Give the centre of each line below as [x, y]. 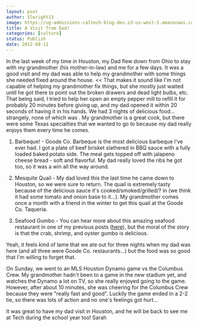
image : [14, 22]
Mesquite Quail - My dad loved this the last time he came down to [94, 178]
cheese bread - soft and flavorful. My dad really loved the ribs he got [98, 160]
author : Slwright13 [30, 17]
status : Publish [26, 39]
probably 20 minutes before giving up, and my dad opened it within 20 [92, 105]
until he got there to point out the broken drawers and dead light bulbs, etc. [97, 93]
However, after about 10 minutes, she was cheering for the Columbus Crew [97, 287]
